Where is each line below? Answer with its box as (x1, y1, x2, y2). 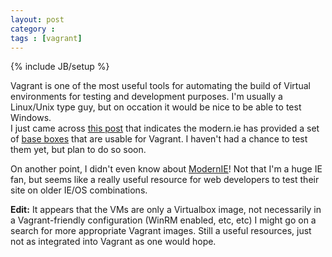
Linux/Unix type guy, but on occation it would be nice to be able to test (10, 101, 302, 113)
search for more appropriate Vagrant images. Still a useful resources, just (10, 225, 312, 237)
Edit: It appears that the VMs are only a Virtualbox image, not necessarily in (10, 204, 322, 216)
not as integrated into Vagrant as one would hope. (10, 236, 217, 248)
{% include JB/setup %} (10, 61, 110, 73)
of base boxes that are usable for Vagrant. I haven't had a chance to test (10, 133, 308, 145)
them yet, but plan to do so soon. (10, 144, 147, 156)
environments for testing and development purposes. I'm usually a (10, 91, 283, 103)
